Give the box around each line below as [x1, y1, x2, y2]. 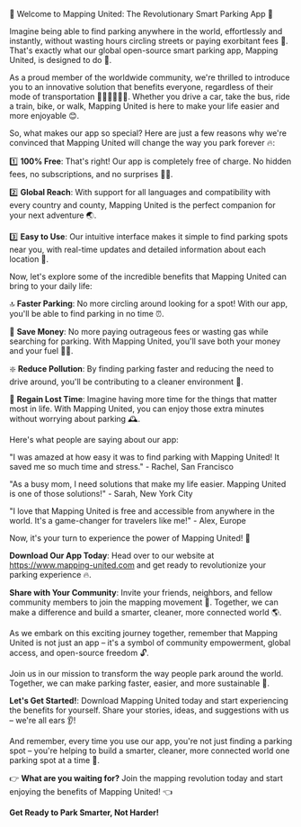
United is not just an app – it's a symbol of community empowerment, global [9, 637, 291, 648]
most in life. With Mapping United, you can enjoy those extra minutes [9, 403, 265, 414]
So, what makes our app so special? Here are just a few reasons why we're [9, 128, 288, 139]
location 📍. [9, 254, 49, 265]
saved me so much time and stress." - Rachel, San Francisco [9, 462, 234, 472]
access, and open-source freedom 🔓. [9, 648, 150, 658]
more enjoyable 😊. [9, 111, 80, 121]
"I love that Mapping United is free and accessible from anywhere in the [9, 506, 276, 517]
